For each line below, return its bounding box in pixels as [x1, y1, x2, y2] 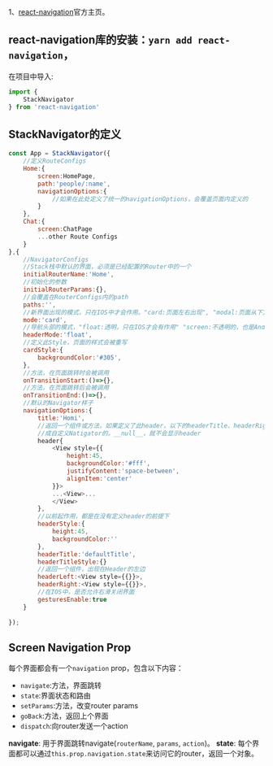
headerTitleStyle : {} [37, 558, 107, 566]
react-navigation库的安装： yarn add [8, 33, 193, 47]
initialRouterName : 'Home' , [23, 271, 115, 279]
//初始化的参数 [23, 278, 67, 286]
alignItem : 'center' [66, 474, 132, 482]
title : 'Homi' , [37, 414, 85, 422]
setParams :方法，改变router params [19, 701, 139, 711]
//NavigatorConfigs [23, 255, 89, 263]
